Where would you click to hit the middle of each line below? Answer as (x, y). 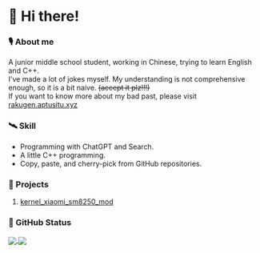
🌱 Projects (29, 184)
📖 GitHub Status (40, 222)
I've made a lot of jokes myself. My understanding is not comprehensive (127, 79)
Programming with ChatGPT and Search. (87, 147)
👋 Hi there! (44, 16)
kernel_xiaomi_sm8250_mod (66, 202)
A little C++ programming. (63, 155)
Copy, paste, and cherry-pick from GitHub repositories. (111, 163)
